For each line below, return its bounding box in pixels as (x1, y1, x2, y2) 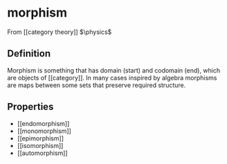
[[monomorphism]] (17, 127, 71, 135)
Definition (7, 48, 51, 60)
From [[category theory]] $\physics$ (7, 28, 112, 36)
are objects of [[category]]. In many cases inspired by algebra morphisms (7, 73, 217, 82)
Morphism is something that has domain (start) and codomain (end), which (7, 66, 221, 74)
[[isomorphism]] (17, 141, 64, 149)
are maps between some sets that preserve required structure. (7, 81, 186, 89)
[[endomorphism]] (17, 119, 70, 127)
